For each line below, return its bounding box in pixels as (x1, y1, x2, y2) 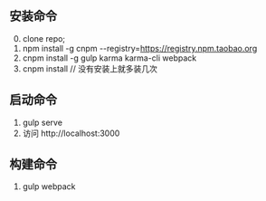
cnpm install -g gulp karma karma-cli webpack (22, 53, 197, 63)
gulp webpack (22, 181, 76, 192)
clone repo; (22, 33, 66, 43)
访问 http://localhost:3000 (22, 128, 120, 139)
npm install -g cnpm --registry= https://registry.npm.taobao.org (22, 43, 258, 53)
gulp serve (22, 117, 63, 128)
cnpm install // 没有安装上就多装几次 (22, 62, 158, 74)
